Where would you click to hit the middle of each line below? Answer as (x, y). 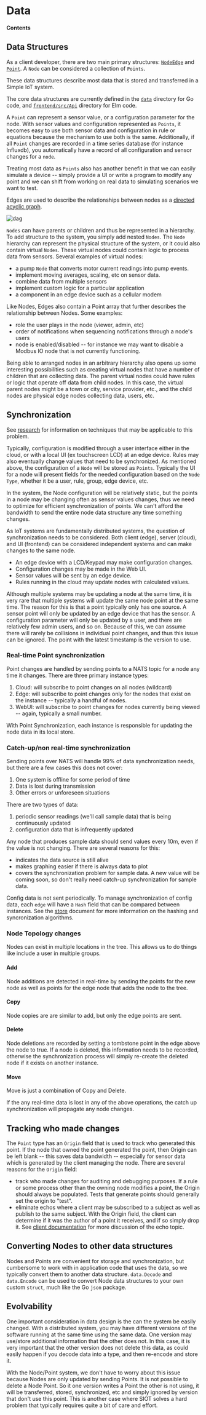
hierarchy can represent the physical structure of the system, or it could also (103, 243)
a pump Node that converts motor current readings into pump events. (102, 268)
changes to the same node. (41, 550)
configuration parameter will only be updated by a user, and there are (94, 620)
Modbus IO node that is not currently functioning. (78, 351)
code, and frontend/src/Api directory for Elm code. (72, 105)
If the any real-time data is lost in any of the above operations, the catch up (101, 1103)
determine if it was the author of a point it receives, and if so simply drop (107, 1221)
